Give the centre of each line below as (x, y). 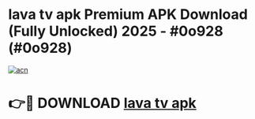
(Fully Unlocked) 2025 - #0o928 (116, 31)
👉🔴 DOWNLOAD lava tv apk (103, 103)
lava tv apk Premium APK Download (128, 15)
